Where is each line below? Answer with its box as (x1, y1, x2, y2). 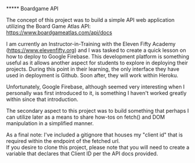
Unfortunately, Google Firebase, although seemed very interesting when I (6, 83, 185, 90)
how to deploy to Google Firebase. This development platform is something (6, 53, 190, 60)
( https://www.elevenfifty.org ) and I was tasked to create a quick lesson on (6, 47, 186, 54)
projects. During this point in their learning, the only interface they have (6, 66, 180, 73)
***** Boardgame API (6, 5, 59, 12)
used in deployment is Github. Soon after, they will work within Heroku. (6, 72, 178, 79)
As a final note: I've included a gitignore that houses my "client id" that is (6, 131, 183, 138)
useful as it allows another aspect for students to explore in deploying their (6, 59, 188, 66)
